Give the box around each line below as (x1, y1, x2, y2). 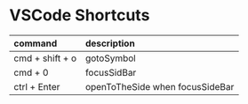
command (13, 37, 58, 49)
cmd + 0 (13, 66, 49, 78)
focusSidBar (84, 66, 137, 78)
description (84, 37, 135, 49)
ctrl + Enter (13, 80, 60, 93)
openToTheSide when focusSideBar (84, 80, 235, 93)
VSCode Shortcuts (9, 5, 150, 26)
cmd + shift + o (13, 52, 77, 64)
